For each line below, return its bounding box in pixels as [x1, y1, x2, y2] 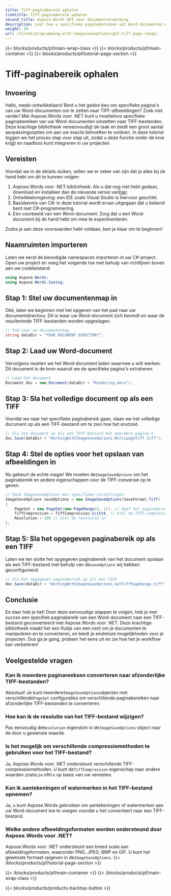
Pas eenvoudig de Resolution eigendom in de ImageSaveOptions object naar [5, 724, 161, 731]
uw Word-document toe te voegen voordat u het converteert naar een [5, 807, 152, 813]
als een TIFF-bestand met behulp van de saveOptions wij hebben [5, 561, 140, 567]
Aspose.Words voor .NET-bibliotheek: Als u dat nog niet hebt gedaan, [12, 183, 159, 189]
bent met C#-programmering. [12, 205, 75, 211]
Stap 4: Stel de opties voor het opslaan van [5, 450, 144, 458]
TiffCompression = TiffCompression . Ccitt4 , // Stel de [14, 511, 133, 516]
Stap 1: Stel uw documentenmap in [5, 293, 117, 302]
